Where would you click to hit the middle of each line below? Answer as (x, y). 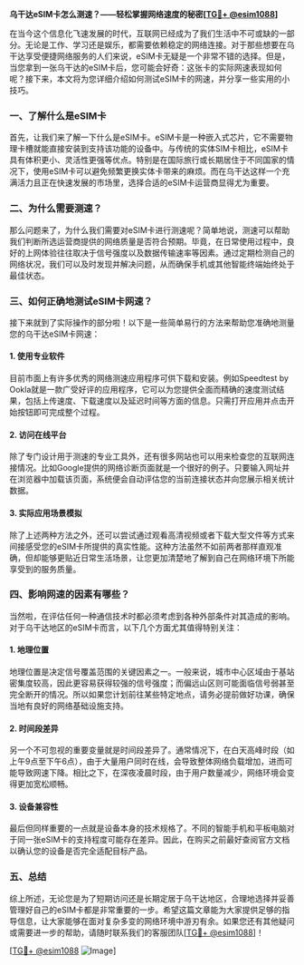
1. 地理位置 (29, 650)
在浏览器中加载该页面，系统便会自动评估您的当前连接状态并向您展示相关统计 (152, 479)
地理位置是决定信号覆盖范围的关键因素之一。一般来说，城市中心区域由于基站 (152, 672)
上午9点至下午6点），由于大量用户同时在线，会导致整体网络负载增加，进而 (147, 762)
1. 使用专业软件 (37, 356)
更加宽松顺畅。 (45, 785)
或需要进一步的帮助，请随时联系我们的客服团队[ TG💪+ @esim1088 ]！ (137, 932)
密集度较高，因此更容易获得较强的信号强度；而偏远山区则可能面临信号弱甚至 (152, 683)
